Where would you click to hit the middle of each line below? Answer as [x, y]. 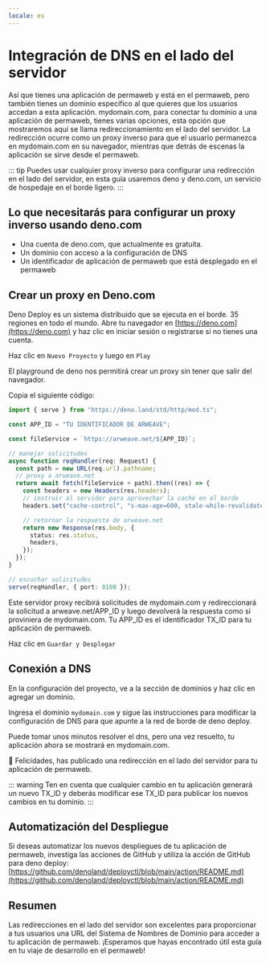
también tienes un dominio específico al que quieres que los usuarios [123, 103]
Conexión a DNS [50, 669]
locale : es [27, 16]
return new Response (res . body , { [79, 528]
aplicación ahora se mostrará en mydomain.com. [89, 745]
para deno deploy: [39, 863]
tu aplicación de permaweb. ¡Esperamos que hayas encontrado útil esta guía [135, 942]
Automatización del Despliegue [88, 827]
